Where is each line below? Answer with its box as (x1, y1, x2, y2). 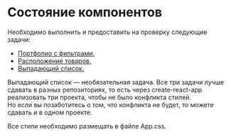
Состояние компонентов (7, 4, 162, 21)
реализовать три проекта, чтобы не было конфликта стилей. (7, 93, 192, 102)
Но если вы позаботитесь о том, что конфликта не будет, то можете (7, 100, 215, 109)
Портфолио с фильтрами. (17, 49, 95, 57)
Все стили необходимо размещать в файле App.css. (7, 121, 167, 130)
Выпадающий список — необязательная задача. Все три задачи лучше (7, 77, 225, 86)
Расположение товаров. (17, 56, 92, 65)
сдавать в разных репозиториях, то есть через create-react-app (7, 85, 203, 94)
